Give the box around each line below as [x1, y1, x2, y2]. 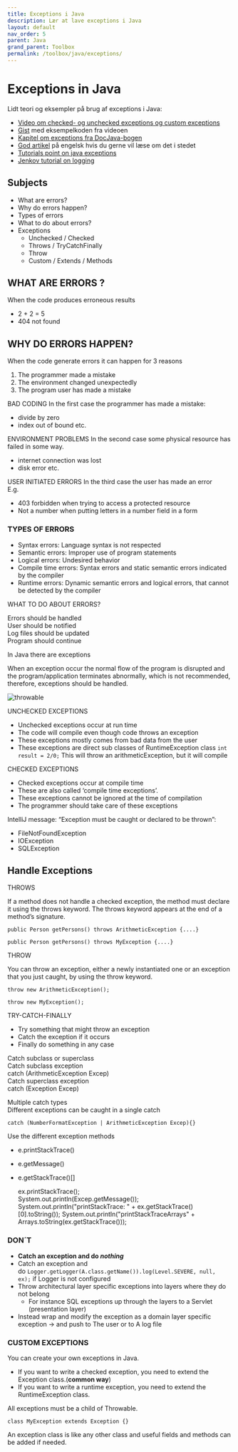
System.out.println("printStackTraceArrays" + [61, 1210, 196, 1219]
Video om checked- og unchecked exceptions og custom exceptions [17, 118, 220, 127]
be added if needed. [7, 1438, 67, 1446]
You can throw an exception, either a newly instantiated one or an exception [7, 965, 230, 974]
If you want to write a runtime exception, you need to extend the [17, 1382, 207, 1391]
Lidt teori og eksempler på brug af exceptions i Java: [7, 104, 162, 113]
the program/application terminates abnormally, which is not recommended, [7, 671, 231, 680]
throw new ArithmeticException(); [7, 987, 110, 994]
